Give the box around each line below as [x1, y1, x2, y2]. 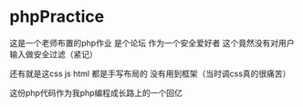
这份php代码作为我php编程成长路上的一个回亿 [9, 87, 183, 98]
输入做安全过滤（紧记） [9, 48, 98, 60]
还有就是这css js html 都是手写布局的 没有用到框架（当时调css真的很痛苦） [9, 68, 291, 79]
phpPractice [9, 6, 105, 27]
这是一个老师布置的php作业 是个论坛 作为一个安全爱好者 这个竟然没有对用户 [9, 37, 295, 48]
